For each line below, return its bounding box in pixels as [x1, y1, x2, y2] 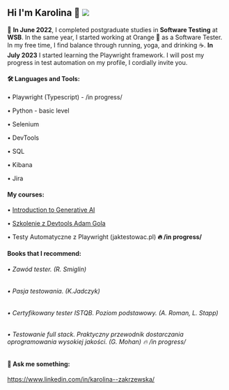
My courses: [7, 190, 45, 198]
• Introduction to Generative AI [7, 205, 95, 214]
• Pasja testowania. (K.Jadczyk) [7, 287, 101, 296]
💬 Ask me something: [7, 359, 70, 368]
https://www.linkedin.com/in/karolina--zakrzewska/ [7, 375, 155, 384]
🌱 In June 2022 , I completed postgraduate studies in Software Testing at [7, 25, 218, 34]
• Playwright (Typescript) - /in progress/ [7, 93, 123, 101]
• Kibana [7, 161, 33, 169]
